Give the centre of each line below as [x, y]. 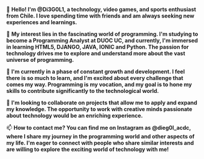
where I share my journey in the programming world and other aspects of [100, 136]
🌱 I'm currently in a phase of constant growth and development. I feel [96, 72]
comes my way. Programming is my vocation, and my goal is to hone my [99, 84]
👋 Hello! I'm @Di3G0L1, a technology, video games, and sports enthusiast [101, 9]
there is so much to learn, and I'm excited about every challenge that [95, 78]
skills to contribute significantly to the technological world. [83, 91]
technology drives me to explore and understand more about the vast [96, 53]
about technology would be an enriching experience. [75, 116]
